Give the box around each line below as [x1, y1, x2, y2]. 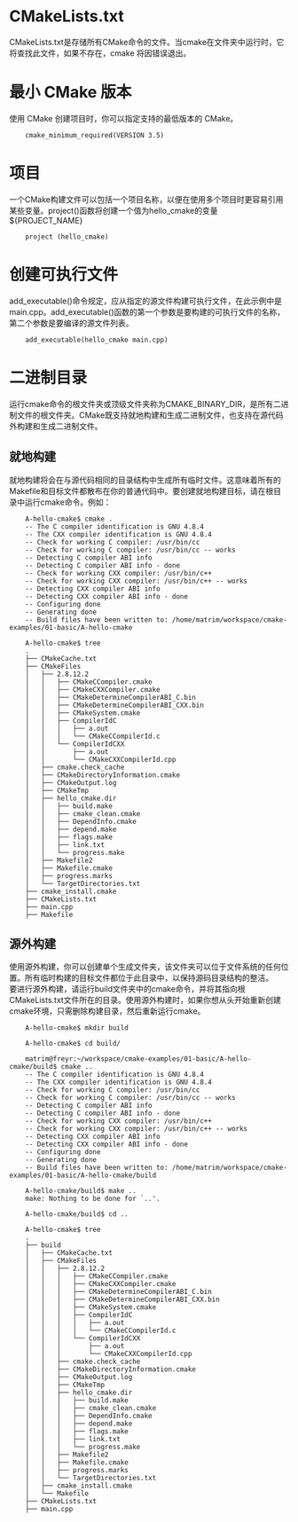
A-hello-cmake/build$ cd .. [25, 1210, 129, 1219]
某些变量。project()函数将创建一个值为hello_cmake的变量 [9, 205, 219, 216]
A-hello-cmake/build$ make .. [25, 1187, 137, 1196]
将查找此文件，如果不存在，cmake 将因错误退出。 [9, 47, 192, 59]
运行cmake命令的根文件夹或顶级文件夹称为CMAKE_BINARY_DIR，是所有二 [9, 398, 281, 409]
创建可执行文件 [9, 264, 119, 285]
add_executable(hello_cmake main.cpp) [25, 335, 169, 344]
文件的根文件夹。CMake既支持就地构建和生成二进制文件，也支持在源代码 [16, 410, 284, 420]
